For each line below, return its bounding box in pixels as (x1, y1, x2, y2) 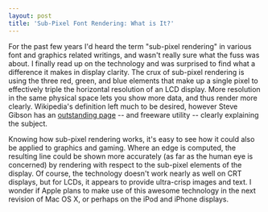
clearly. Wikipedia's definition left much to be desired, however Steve (8, 102, 238, 111)
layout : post (8, 11, 52, 20)
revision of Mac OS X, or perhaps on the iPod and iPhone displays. (8, 194, 229, 204)
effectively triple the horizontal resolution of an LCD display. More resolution (8, 84, 261, 94)
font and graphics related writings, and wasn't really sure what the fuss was (8, 50, 260, 60)
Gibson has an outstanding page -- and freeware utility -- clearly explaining (8, 110, 259, 119)
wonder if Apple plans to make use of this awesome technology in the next (8, 185, 256, 195)
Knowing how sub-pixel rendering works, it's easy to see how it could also (8, 134, 255, 143)
